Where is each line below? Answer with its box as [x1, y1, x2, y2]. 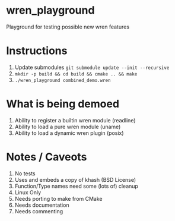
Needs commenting [14, 207, 63, 214]
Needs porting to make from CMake [14, 195, 103, 202]
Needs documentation [14, 201, 69, 209]
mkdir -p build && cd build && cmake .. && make [14, 71, 138, 77]
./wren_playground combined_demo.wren [14, 77, 111, 83]
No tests [14, 170, 36, 177]
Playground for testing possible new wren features [6, 23, 129, 30]
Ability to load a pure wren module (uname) [14, 123, 121, 130]
